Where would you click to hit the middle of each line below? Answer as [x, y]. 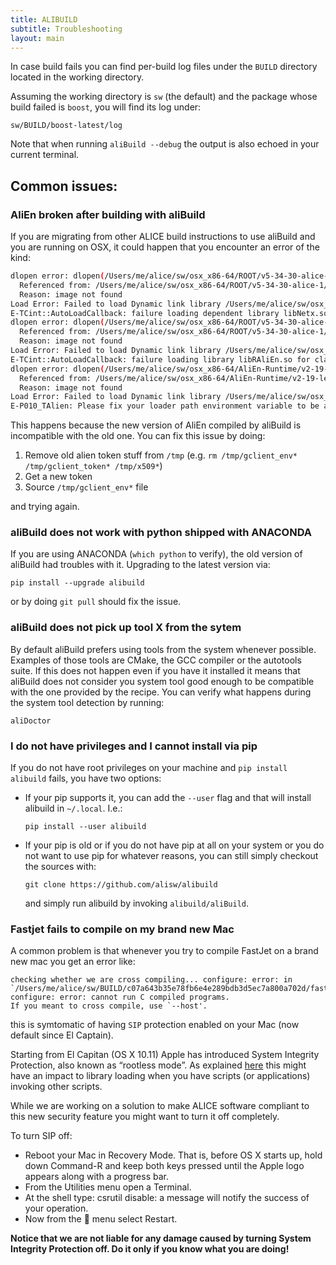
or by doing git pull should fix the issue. [96, 602]
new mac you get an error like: [73, 962]
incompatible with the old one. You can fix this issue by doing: [138, 436]
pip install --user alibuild [85, 827]
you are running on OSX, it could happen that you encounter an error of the [165, 247]
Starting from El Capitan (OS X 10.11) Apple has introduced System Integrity [165, 1055]
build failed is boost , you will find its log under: [106, 107]
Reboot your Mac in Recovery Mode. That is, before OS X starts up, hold [173, 1155]
